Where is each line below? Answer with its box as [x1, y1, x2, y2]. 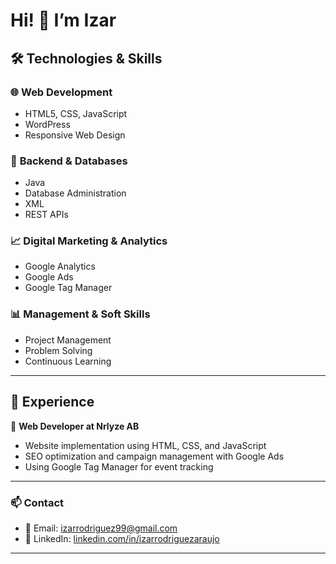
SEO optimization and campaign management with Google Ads [24, 450, 285, 462]
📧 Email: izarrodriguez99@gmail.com [24, 522, 178, 534]
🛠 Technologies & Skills [10, 50, 163, 67]
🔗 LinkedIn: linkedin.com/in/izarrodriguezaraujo [24, 532, 220, 544]
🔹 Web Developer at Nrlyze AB [10, 420, 140, 432]
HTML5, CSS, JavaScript [24, 107, 128, 119]
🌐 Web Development [10, 85, 113, 99]
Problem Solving [24, 344, 93, 356]
